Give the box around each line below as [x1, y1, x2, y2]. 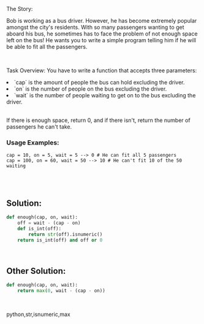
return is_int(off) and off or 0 [17, 237, 103, 243]
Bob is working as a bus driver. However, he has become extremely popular [6, 17, 197, 24]
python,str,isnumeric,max [6, 311, 70, 318]
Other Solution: [6, 266, 66, 276]
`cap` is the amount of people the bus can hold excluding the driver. [14, 79, 185, 86]
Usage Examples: [6, 138, 59, 146]
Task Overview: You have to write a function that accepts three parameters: [6, 67, 197, 74]
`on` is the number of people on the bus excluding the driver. [14, 85, 167, 92]
